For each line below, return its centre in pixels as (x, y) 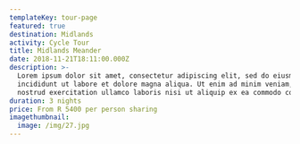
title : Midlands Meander (55, 51)
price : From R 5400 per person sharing (83, 109)
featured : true (37, 26)
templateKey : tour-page (54, 17)
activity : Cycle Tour (50, 42)
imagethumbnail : (39, 117)
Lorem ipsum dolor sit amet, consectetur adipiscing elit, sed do (143, 76)
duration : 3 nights (46, 101)
